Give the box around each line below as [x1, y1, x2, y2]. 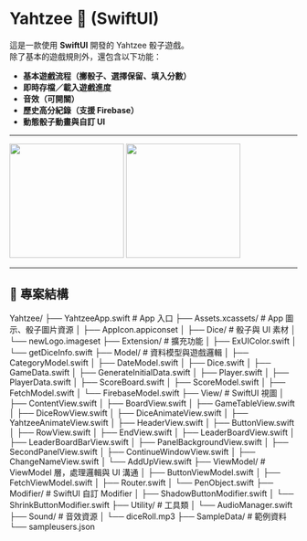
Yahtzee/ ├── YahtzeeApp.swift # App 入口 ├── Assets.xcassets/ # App [9, 313, 283, 324]
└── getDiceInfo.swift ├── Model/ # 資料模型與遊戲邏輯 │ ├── [9, 346, 249, 357]
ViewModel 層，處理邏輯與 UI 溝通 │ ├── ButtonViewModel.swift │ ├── [9, 466, 281, 478]
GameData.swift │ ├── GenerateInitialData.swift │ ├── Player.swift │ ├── [9, 366, 290, 377]
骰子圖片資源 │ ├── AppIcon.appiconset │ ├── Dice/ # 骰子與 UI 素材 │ [25, 324, 297, 334]
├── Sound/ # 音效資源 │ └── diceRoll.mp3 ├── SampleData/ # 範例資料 [9, 511, 288, 522]
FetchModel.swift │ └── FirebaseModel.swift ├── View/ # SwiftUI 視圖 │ [9, 387, 285, 398]
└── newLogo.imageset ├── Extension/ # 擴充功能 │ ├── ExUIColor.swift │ [9, 335, 297, 346]
